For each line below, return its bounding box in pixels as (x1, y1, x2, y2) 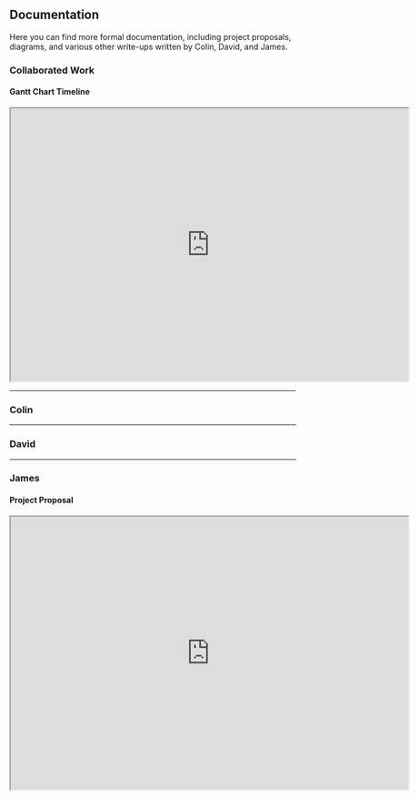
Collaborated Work (9, 64, 95, 76)
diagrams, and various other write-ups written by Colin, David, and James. (9, 41, 288, 52)
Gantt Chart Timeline (9, 86, 91, 97)
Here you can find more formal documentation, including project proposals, (9, 31, 292, 42)
